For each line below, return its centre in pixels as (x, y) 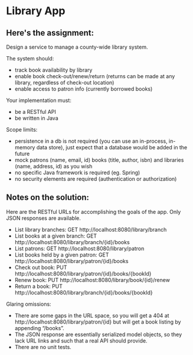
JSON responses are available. (43, 218)
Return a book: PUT (39, 286)
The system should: (30, 58)
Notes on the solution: (48, 198)
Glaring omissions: (29, 304)
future (22, 153)
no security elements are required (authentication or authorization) (96, 179)
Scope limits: (22, 129)
